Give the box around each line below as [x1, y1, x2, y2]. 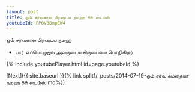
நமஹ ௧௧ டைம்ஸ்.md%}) [6, 79, 65, 86]
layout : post [6, 8, 39, 15]
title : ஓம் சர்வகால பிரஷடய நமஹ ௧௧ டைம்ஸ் [6, 14, 110, 20]
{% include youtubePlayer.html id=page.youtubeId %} [6, 61, 140, 68]
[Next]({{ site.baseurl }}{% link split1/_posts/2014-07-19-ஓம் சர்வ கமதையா [6, 72, 189, 79]
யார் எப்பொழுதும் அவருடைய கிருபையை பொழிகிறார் [14, 49, 134, 56]
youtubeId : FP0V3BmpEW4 [6, 20, 66, 26]
